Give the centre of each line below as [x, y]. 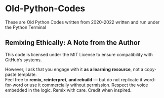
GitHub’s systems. [23, 60]
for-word [14, 85]
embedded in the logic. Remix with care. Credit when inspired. [68, 90]
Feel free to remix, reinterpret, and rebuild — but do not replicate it [74, 79]
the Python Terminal [26, 27]
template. [27, 74]
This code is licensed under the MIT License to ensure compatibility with [79, 54]
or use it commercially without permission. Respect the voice [86, 85]
